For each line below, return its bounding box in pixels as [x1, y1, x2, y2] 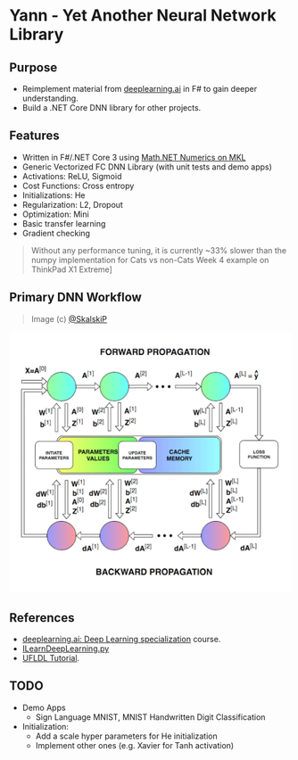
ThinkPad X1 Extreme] [30, 264, 113, 275]
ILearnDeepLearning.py [21, 643, 110, 654]
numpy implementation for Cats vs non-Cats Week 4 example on [30, 254, 269, 265]
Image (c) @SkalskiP [30, 313, 108, 324]
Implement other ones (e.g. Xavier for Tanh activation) [35, 739, 235, 750]
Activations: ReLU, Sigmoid [21, 170, 122, 181]
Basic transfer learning [21, 218, 106, 228]
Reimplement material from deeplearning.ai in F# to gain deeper [21, 84, 257, 94]
